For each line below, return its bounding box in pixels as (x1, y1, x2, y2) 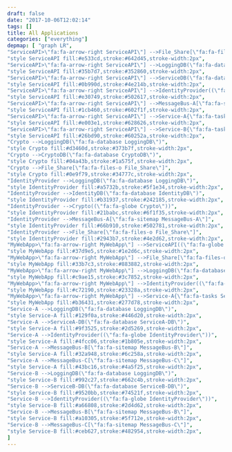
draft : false (7, 10, 45, 17)
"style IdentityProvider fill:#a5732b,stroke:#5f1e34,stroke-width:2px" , (7, 184, 224, 191)
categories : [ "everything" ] (7, 36, 88, 43)
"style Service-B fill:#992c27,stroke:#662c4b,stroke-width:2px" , (7, 376, 202, 384)
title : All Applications (7, 29, 79, 37)
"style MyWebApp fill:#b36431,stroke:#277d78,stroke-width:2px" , (7, 299, 199, 306)
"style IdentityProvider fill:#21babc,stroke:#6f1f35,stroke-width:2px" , (7, 209, 224, 216)
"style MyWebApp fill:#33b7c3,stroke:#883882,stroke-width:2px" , (7, 261, 199, 267)
